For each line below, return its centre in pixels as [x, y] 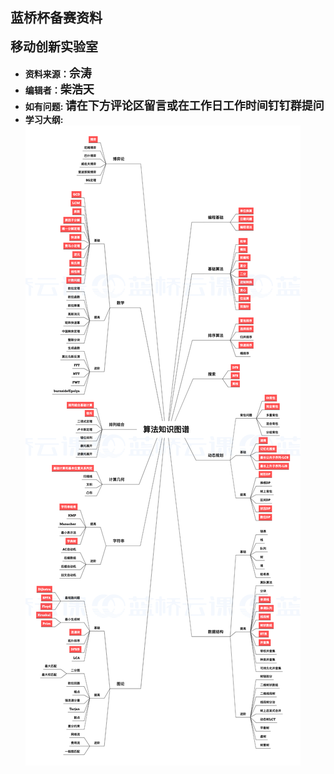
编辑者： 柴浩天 [59, 89]
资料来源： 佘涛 [58, 73]
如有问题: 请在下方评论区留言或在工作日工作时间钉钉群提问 [174, 105]
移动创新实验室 [54, 47]
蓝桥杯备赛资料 [56, 18]
